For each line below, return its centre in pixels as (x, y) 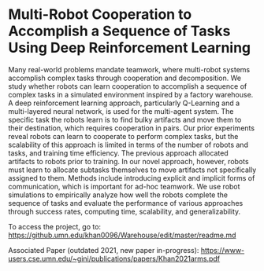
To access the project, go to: (54, 226)
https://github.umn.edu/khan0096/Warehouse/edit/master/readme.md (122, 235)
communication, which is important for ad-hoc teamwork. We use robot (124, 186)
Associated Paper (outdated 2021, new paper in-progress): (104, 250)
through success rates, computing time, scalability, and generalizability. (125, 211)
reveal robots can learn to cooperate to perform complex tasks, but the (123, 136)
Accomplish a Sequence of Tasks (119, 31)
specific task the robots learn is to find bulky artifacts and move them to (125, 119)
